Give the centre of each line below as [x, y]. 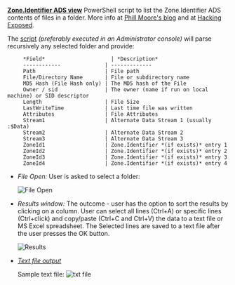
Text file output [39, 260]
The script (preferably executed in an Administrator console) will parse [109, 39]
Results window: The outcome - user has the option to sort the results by [123, 204]
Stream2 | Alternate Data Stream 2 [103, 133]
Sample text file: [41, 274]
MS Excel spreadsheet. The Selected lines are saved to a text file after [119, 226]
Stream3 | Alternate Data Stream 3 [103, 139]
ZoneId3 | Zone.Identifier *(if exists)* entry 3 [125, 157]
